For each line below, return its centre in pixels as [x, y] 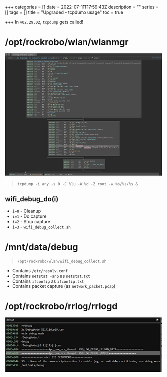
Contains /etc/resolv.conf [40, 270]
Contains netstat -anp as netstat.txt [51, 276]
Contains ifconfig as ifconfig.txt [48, 281]
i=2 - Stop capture [31, 222]
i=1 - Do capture [29, 216]
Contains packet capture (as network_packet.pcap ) [64, 286]
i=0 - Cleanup [27, 211]
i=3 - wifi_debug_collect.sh [41, 227]
